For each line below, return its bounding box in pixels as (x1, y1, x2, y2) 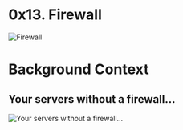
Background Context (8, 60, 149, 79)
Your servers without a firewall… (8, 92, 176, 106)
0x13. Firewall (8, 6, 103, 24)
